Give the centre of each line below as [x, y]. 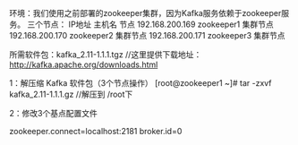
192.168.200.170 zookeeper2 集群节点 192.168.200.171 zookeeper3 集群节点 [147, 35]
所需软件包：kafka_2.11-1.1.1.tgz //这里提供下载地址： [106, 55]
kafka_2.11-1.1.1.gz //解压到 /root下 [71, 94]
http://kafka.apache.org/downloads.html [84, 64]
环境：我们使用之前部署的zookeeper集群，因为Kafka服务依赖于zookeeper [145, 13]
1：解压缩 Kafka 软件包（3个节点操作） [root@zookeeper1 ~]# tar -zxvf [140, 83]
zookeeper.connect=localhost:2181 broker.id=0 [96, 131]
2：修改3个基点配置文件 [54, 113]
